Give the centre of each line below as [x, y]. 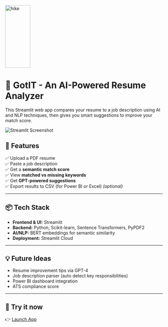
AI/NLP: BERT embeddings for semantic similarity [63, 233]
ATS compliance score [35, 286]
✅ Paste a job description [31, 163]
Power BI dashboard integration [45, 281]
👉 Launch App [21, 319]
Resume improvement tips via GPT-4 [50, 270]
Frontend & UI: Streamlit [37, 222]
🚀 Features [22, 146]
